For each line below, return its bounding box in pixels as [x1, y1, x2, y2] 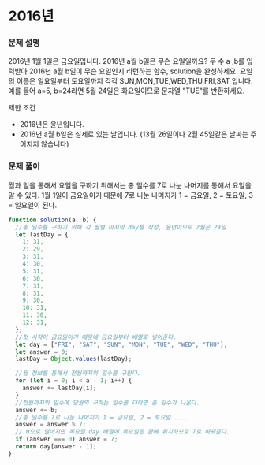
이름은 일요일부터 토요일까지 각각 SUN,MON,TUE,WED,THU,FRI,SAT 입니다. [16, 76, 253, 86]
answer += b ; [15, 406, 58, 414]
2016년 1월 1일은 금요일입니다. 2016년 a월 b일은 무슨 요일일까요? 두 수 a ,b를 [8, 57, 245, 66]
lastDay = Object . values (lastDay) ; [15, 355, 132, 363]
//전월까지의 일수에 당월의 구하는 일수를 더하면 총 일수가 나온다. [15, 399, 200, 407]
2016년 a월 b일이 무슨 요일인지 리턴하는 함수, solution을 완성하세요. [28, 66, 238, 76]
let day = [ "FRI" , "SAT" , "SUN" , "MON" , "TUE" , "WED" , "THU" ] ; [15, 340, 228, 348]
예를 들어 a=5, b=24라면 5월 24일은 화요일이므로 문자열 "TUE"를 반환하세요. [8, 86, 245, 95]
